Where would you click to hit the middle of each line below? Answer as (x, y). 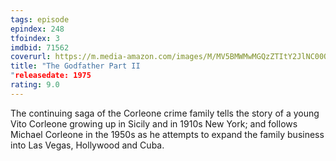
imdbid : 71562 (40, 47)
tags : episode (40, 19)
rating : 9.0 (35, 85)
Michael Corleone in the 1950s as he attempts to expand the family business (167, 134)
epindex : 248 (37, 29)
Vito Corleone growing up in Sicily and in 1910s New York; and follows (154, 123)
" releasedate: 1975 (51, 76)
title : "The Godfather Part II (75, 66)
